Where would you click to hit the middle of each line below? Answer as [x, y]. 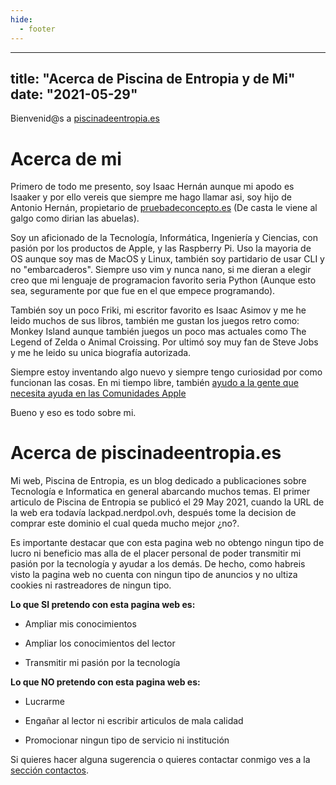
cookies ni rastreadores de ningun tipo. [91, 585]
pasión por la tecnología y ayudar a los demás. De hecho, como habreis [158, 564]
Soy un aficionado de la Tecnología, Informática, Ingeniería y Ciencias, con [164, 238]
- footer [37, 29]
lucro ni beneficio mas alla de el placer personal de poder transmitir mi [156, 553]
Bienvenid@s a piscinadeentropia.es [85, 118]
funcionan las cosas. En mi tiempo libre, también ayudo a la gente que [154, 383]
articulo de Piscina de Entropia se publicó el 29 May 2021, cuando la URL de [167, 502]
